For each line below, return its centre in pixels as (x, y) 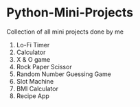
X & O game (33, 59)
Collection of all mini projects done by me (65, 32)
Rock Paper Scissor (44, 67)
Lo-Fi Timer (33, 45)
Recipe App (33, 96)
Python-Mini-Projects (70, 13)
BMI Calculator (37, 88)
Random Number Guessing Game (63, 74)
